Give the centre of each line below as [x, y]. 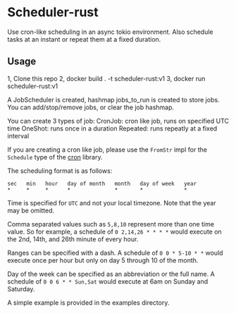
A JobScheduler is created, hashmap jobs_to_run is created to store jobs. [113, 99]
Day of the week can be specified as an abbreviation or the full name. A [111, 274]
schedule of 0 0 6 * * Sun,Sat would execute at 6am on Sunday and [108, 281]
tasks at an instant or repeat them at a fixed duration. [84, 39]
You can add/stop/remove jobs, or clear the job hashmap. [91, 107]
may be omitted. [31, 210]
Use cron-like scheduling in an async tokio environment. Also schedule [110, 32]
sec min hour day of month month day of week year [102, 183]
